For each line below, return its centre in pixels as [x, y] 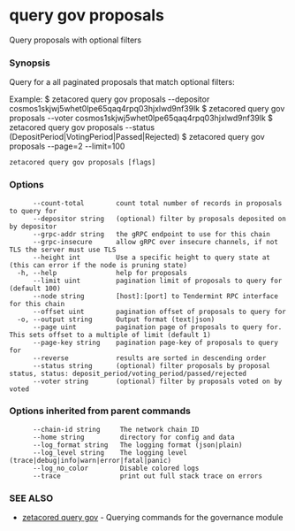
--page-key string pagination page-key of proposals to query [155, 342]
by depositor [33, 227]
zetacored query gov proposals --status [82, 127]
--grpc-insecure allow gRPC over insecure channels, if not [155, 242]
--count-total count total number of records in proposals [157, 203]
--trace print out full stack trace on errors [147, 476]
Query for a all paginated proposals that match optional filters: [122, 82]
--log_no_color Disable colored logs [116, 468]
